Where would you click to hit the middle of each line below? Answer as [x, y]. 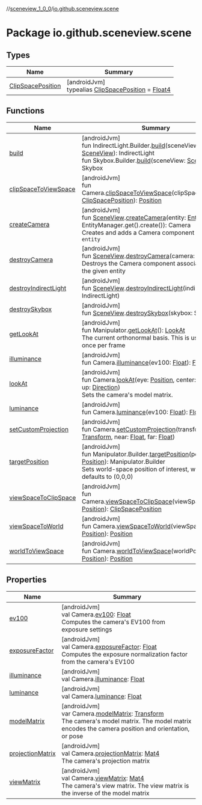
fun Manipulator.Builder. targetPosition [136, 454]
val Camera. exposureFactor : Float [109, 646]
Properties [26, 580]
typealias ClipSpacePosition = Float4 [119, 90]
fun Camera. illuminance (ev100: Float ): [136, 362]
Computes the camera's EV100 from [113, 622]
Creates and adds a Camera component [138, 232]
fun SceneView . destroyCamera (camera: [139, 256]
